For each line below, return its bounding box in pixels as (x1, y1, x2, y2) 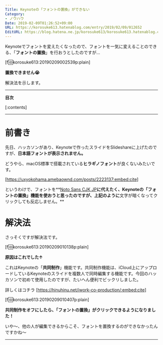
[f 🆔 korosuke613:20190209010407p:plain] (5, 297, 90, 302)
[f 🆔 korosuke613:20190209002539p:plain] (5, 59, 91, 65)
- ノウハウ (5, 16, 24, 21)
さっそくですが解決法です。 (5, 234, 60, 240)
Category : (5, 12, 25, 16)
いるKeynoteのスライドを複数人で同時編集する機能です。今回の (21, 270, 149, 276)
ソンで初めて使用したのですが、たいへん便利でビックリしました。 (9, 277, 141, 282)
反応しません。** (30, 198, 65, 204)
